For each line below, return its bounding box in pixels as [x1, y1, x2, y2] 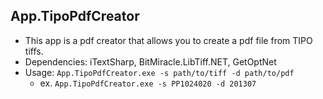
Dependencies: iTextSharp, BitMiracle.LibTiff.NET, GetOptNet [24, 55, 277, 68]
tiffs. [24, 45, 44, 57]
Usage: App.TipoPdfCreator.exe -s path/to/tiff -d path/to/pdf [24, 66, 295, 78]
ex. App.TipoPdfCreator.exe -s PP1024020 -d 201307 [39, 77, 257, 89]
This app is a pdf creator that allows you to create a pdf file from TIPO [24, 34, 313, 46]
